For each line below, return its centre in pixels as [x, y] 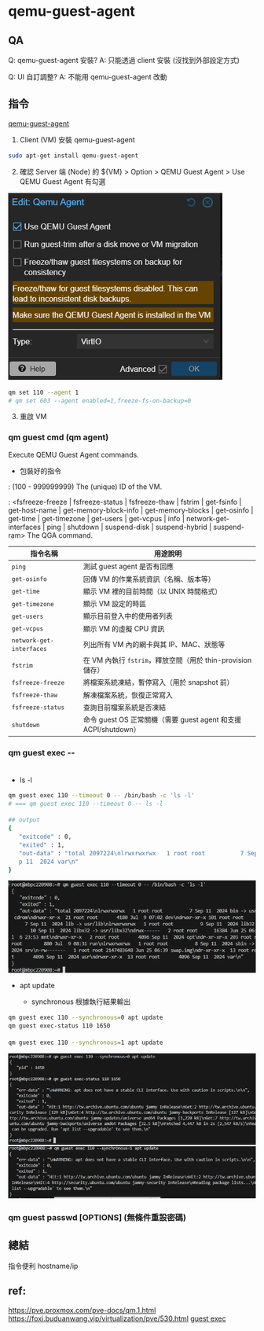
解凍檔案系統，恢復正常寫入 [128, 695]
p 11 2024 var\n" [49, 862]
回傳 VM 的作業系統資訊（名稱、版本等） [149, 579]
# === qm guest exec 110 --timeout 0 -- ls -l [86, 803]
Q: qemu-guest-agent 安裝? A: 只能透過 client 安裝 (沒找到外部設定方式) [124, 60]
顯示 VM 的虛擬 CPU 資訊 [124, 628]
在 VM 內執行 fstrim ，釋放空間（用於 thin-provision [167, 660]
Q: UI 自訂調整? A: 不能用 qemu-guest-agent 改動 [88, 77]
